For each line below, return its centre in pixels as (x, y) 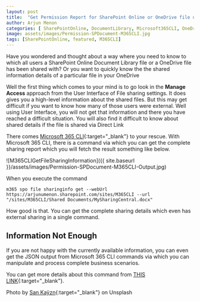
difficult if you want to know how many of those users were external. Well (96, 106)
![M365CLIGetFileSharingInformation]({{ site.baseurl (71, 161)
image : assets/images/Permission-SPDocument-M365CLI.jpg (78, 34)
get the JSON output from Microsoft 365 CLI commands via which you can (98, 256)
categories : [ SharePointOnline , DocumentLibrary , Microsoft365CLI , (93, 28)
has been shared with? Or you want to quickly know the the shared (88, 69)
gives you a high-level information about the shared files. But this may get (97, 99)
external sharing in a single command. (53, 217)
